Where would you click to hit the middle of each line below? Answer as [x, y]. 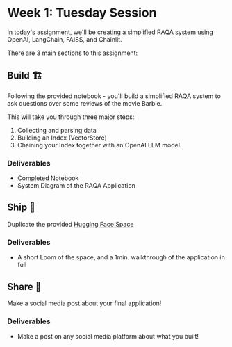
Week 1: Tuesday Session [82, 13]
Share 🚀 [24, 287]
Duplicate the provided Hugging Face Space [71, 224]
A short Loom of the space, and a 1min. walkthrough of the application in [121, 257]
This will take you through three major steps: [71, 117]
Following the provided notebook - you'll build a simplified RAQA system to [114, 96]
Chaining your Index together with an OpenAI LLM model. [99, 145]
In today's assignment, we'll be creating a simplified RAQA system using [110, 32]
